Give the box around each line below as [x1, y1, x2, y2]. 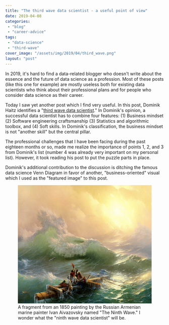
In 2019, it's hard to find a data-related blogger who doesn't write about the [5, 71, 162, 77]
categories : [5, 19, 30, 24]
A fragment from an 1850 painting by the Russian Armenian [18, 304, 141, 310]
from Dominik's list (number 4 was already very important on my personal [5, 149, 159, 155]
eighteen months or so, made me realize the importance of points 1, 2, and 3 [5, 144, 164, 150]
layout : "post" [5, 56, 37, 61]
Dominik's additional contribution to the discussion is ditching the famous [5, 164, 158, 170]
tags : [5, 35, 17, 40]
